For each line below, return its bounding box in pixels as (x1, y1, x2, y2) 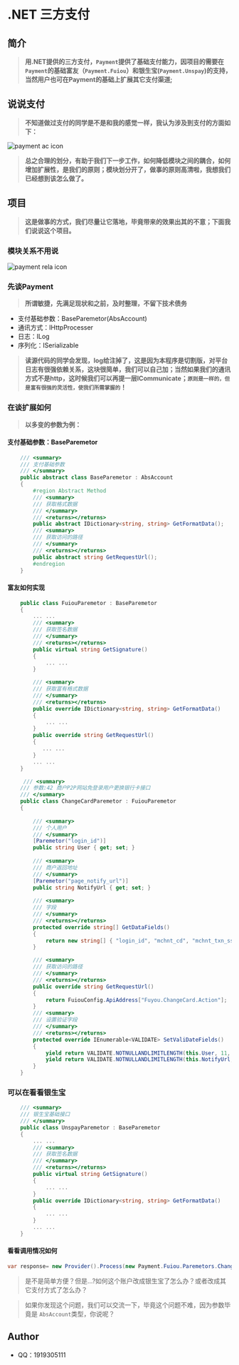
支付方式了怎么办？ (31, 1285, 87, 1294)
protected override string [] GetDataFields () (33, 923, 171, 931)
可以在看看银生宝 (7, 1087, 66, 1097)
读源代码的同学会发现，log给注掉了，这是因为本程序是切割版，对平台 (24, 356, 228, 365)
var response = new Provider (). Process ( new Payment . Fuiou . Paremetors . (7, 1263, 218, 1270)
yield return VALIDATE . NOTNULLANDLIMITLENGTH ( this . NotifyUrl (45, 1056, 231, 1063)
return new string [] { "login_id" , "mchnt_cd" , (45, 937, 190, 944)
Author (7, 1331, 39, 1343)
